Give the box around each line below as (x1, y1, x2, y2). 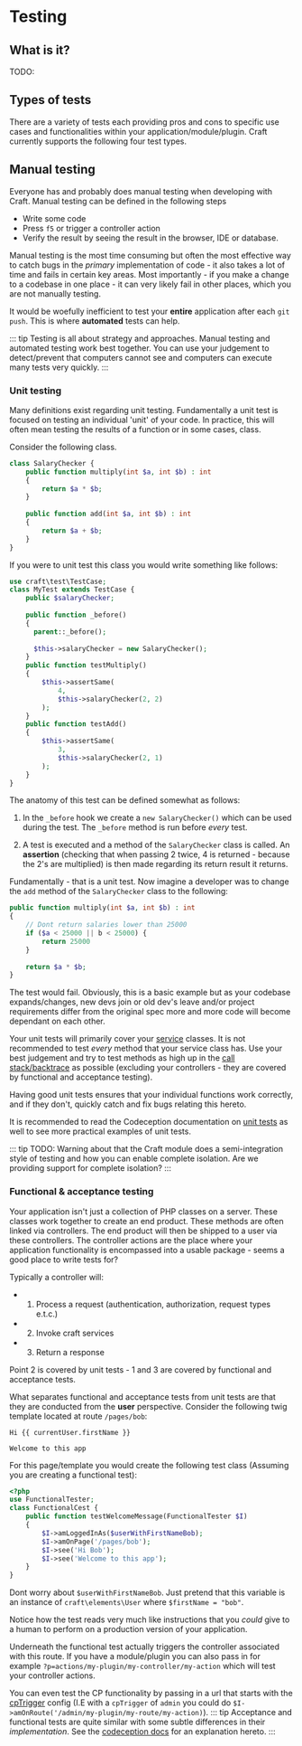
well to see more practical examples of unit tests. (9, 1126, 192, 1137)
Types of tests (9, 92, 92, 108)
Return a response (35, 1346, 105, 1357)
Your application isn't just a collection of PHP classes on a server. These (9, 1205, 278, 1217)
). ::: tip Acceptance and (202, 1707, 293, 1718)
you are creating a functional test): (9, 1469, 138, 1480)
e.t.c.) (35, 1308, 59, 1319)
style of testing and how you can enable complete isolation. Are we (9, 1153, 259, 1164)
